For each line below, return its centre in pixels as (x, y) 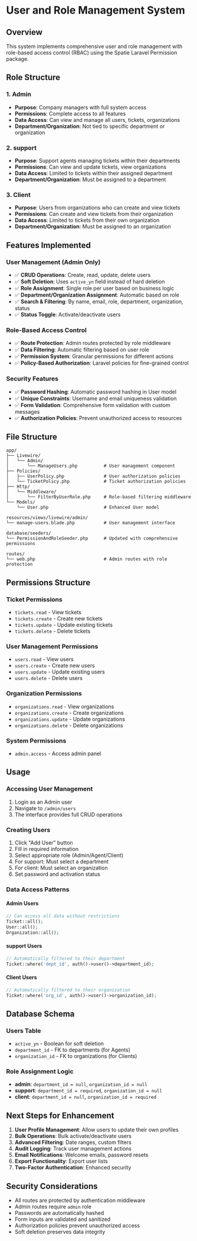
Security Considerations (52, 1186)
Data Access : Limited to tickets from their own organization (87, 220)
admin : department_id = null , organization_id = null (81, 1084)
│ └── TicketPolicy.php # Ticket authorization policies (96, 482)
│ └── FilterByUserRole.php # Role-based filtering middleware (99, 497)
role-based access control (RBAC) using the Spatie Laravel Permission (92, 53)
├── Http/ (18, 487)
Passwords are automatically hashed (59, 1213)
